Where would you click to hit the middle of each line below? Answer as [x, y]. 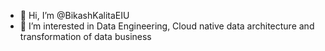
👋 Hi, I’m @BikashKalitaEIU [74, 15]
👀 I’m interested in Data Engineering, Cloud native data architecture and [167, 26]
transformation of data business [85, 36]
